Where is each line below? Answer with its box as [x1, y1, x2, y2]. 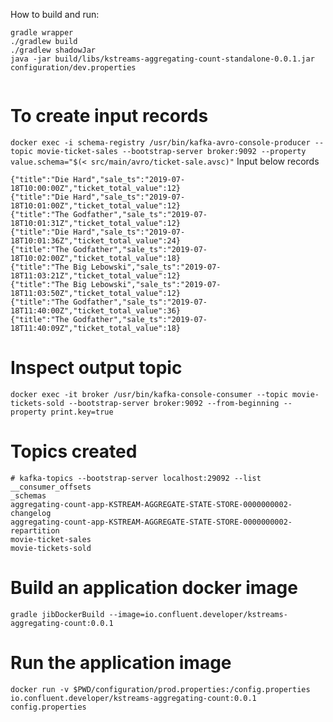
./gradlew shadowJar [10, 45, 97, 55]
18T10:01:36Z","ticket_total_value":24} [10, 235, 182, 246]
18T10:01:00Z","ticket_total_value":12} [10, 200, 182, 211]
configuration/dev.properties [10, 63, 137, 73]
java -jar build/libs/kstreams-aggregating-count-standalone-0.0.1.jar [10, 54, 315, 64]
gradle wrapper [10, 28, 74, 38]
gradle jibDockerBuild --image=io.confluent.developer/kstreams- [10, 609, 288, 619]
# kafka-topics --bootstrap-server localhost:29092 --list [10, 473, 262, 483]
